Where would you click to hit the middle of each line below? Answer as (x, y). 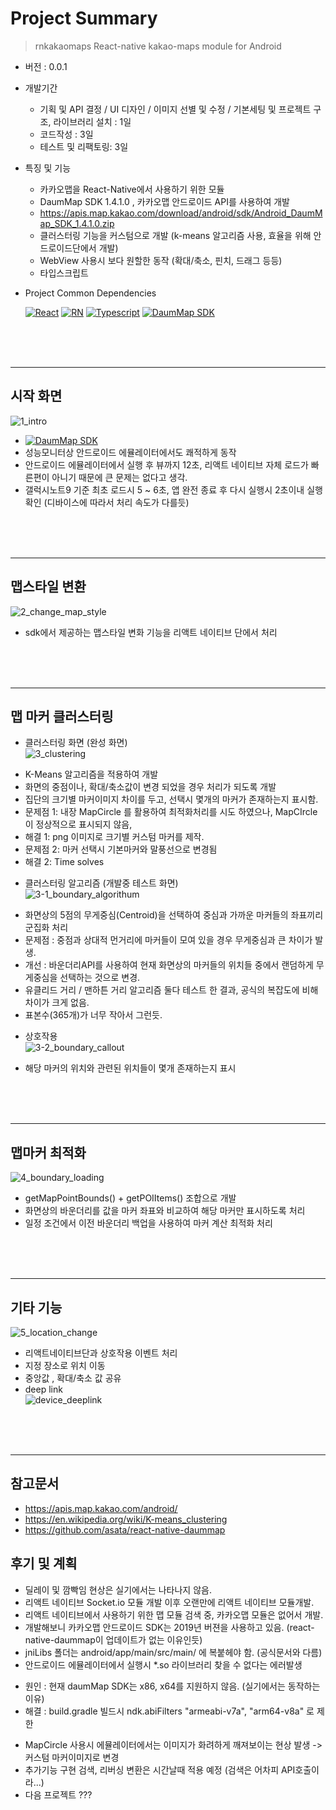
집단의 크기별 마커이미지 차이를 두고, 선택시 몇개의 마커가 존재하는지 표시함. (171, 799)
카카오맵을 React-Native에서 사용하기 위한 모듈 (132, 189)
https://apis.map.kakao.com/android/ (101, 1508)
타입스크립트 (64, 273)
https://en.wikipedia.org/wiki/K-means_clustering (126, 1519)
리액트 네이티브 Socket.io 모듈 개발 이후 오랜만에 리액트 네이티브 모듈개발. (169, 1602)
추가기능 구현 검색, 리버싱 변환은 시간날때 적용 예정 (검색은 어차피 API (160, 1769)
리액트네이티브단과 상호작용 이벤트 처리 (101, 1353)
